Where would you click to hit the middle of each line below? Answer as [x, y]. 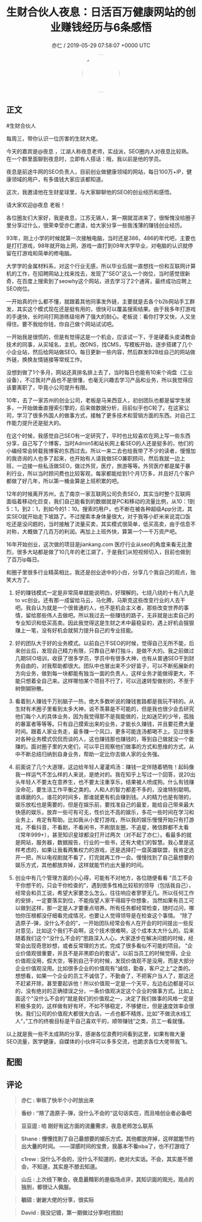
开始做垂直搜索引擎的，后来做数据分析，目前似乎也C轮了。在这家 [103, 407]
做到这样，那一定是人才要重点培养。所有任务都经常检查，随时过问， [105, 908]
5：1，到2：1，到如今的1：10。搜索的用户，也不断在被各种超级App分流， [97, 509]
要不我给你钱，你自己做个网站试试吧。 [69, 324]
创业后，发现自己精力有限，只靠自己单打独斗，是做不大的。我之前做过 [107, 651]
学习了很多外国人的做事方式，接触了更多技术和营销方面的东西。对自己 [103, 415]
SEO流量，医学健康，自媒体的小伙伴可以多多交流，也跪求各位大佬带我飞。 [99, 1041]
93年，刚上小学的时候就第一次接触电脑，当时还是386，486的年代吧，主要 [98, 238]
